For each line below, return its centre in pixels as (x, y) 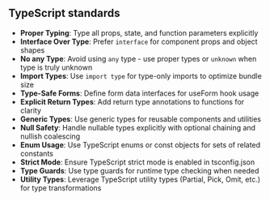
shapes (32, 50)
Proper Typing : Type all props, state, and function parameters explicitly (139, 32)
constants (37, 153)
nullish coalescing (50, 136)
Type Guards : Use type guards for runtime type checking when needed (139, 170)
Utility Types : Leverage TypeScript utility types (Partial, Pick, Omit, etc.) (140, 179)
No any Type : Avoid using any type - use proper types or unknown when (138, 58)
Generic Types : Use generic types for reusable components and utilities (140, 119)
